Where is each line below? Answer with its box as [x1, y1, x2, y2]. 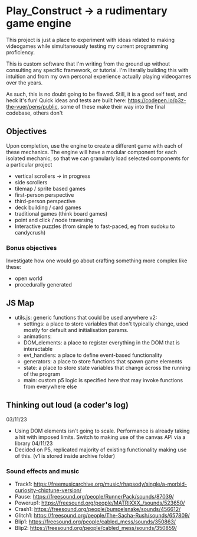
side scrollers [14, 178, 48, 185]
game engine [6, 17, 72, 30]
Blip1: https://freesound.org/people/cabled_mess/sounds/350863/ [14, 518, 176, 525]
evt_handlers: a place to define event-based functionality [23, 352, 163, 359]
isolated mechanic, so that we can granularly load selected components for [6, 155, 189, 162]
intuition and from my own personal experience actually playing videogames [6, 73, 192, 80]
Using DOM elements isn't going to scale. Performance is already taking [14, 427, 190, 434]
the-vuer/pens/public [6, 103, 58, 110]
